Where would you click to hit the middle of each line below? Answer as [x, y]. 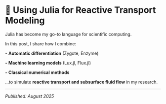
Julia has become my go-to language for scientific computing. [68, 34]
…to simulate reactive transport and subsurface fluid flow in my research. [82, 82]
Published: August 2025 [30, 96]
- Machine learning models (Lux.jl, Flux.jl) [48, 63]
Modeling [25, 20]
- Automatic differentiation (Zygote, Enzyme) [52, 53]
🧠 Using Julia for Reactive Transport [81, 10]
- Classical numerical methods [37, 72]
